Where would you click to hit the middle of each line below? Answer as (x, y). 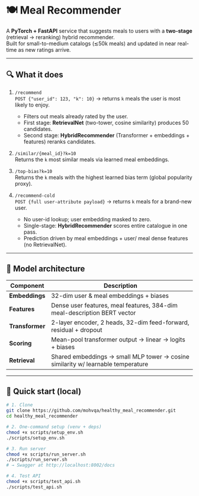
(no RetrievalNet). (45, 244)
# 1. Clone (20, 405)
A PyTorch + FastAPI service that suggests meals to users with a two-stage (99, 31)
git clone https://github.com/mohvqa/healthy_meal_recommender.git (91, 411)
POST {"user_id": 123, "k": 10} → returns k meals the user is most (97, 98)
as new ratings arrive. (44, 49)
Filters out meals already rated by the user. (76, 116)
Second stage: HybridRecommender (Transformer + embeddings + (107, 135)
